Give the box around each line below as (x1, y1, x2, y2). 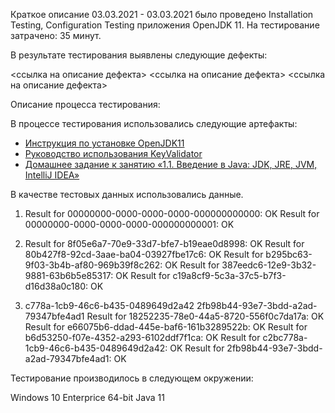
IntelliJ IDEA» (24, 169, 80, 181)
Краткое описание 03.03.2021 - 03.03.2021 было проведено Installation (10, 9, 314, 20)
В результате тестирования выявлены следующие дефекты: (10, 49, 268, 61)
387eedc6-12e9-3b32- (221, 259, 317, 271)
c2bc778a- (262, 332, 308, 343)
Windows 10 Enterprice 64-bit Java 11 (10, 392, 165, 403)
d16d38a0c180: (24, 280, 89, 292)
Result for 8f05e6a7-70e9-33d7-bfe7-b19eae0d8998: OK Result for (24, 238, 305, 249)
